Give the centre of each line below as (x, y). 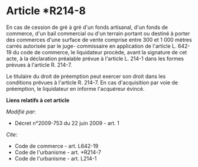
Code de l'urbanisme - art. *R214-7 (58, 152)
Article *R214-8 (46, 11)
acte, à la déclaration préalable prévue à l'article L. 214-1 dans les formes (95, 58)
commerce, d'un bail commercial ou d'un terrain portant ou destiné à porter (98, 33)
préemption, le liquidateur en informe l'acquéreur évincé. (75, 89)
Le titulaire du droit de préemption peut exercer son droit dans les (86, 76)
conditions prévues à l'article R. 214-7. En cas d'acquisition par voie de (92, 82)
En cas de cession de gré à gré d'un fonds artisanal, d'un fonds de (87, 27)
